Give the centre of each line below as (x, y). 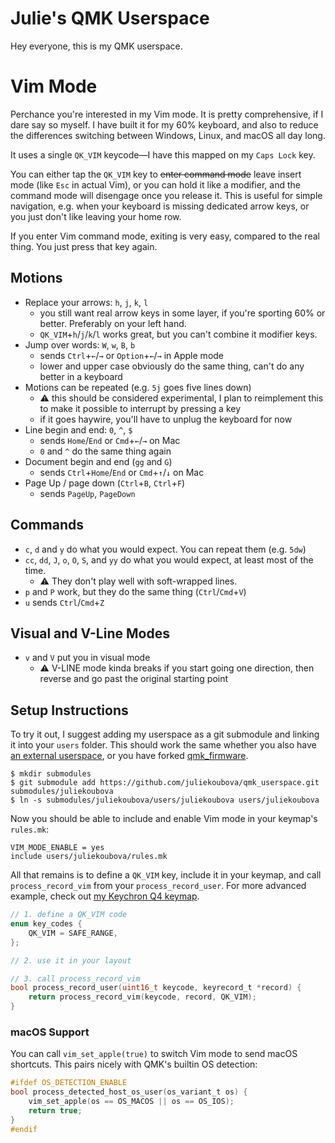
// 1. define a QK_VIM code (69, 915)
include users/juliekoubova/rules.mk (89, 857)
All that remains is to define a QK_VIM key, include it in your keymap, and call (166, 875)
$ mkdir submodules (51, 774)
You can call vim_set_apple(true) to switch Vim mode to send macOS (154, 1054)
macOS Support (50, 1032)
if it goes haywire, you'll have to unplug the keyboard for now (166, 419)
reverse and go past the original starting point (134, 679)
